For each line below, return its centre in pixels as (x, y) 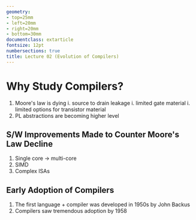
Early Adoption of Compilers (60, 190)
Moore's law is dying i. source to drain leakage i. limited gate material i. (102, 103)
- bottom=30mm (24, 34)
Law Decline (29, 144)
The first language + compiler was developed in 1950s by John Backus (102, 204)
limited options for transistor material (60, 109)
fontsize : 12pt (25, 46)
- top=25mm (20, 17)
